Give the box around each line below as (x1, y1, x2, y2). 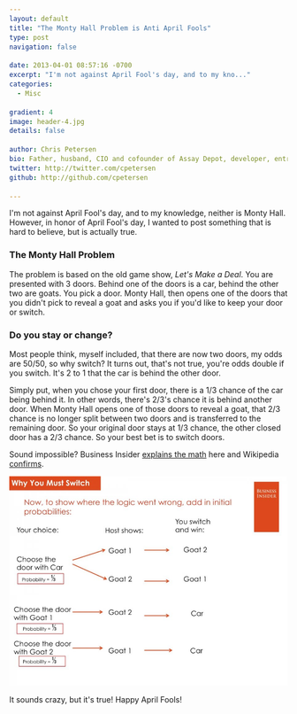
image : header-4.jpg (9, 117, 86, 126)
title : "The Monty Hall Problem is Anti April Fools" (9, 23, 212, 33)
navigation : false (9, 43, 77, 51)
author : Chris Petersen (9, 145, 97, 154)
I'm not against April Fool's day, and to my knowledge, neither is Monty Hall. (9, 208, 286, 219)
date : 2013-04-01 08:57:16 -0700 (9, 61, 133, 70)
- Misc (17, 89, 42, 97)
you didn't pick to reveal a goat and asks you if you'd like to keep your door (9, 297, 284, 307)
